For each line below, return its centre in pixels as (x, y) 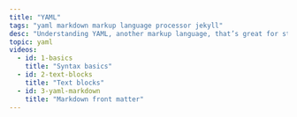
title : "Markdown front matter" (84, 99)
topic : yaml (31, 42)
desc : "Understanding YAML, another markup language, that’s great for (144, 33)
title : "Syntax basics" (69, 67)
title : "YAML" (35, 17)
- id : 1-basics (45, 58)
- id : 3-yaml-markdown (59, 91)
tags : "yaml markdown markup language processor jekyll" (116, 26)
